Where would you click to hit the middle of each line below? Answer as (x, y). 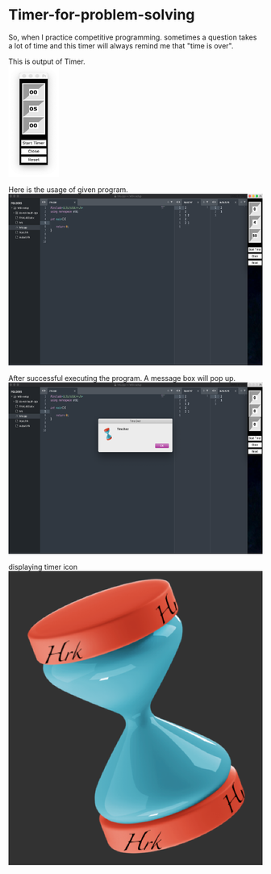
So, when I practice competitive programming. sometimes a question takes (133, 37)
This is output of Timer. (47, 61)
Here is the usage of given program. (69, 189)
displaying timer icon (43, 567)
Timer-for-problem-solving (102, 15)
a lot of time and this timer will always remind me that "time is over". (121, 45)
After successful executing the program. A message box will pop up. (122, 378)
